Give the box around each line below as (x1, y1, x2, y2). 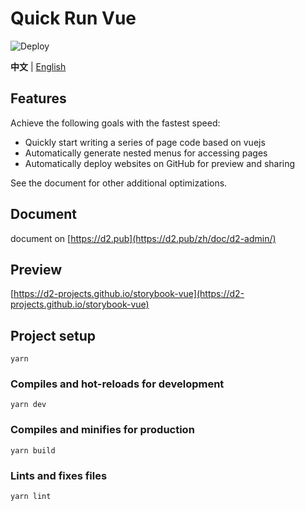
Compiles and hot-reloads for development (10, 377, 225, 391)
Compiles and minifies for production (10, 423, 195, 437)
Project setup (10, 327, 97, 344)
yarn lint (10, 492, 52, 502)
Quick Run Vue (10, 7, 137, 30)
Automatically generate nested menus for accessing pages (24, 147, 268, 159)
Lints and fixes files (10, 468, 108, 482)
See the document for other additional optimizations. (10, 177, 228, 189)
